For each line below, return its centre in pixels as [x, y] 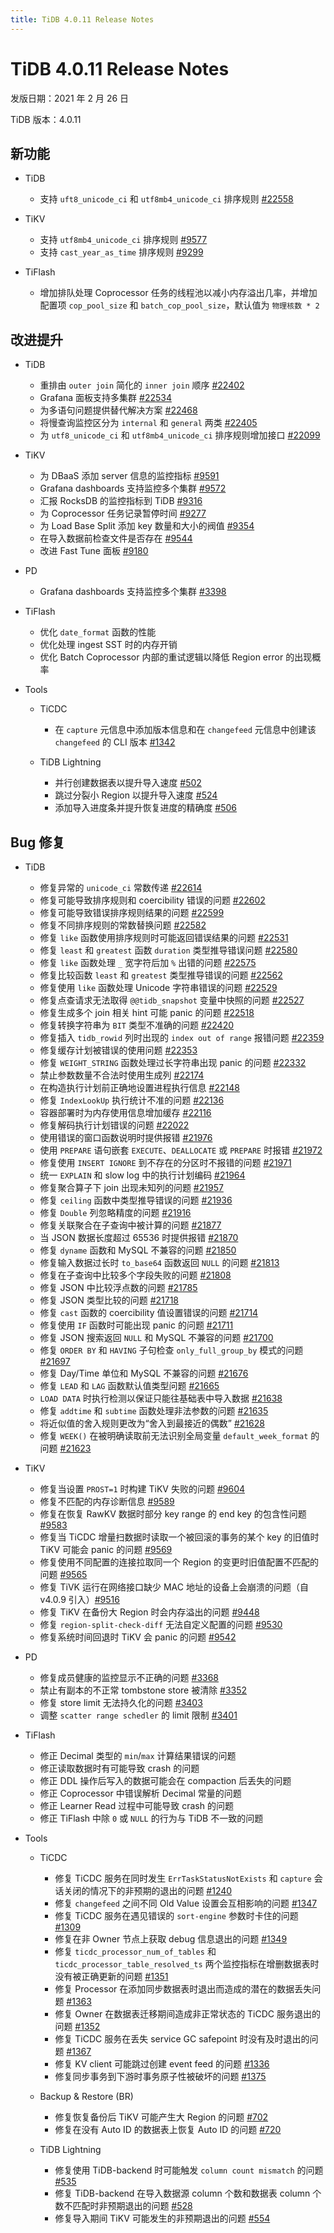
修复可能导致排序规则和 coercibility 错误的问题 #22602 [152, 900]
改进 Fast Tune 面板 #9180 [94, 551]
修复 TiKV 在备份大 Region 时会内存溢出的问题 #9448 [149, 1612]
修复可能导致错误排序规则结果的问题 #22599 [132, 912]
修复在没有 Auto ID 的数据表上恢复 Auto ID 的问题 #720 [168, 2129]
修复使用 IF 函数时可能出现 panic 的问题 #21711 [136, 1325]
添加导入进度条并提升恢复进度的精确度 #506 [146, 808]
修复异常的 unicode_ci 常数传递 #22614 [121, 887]
